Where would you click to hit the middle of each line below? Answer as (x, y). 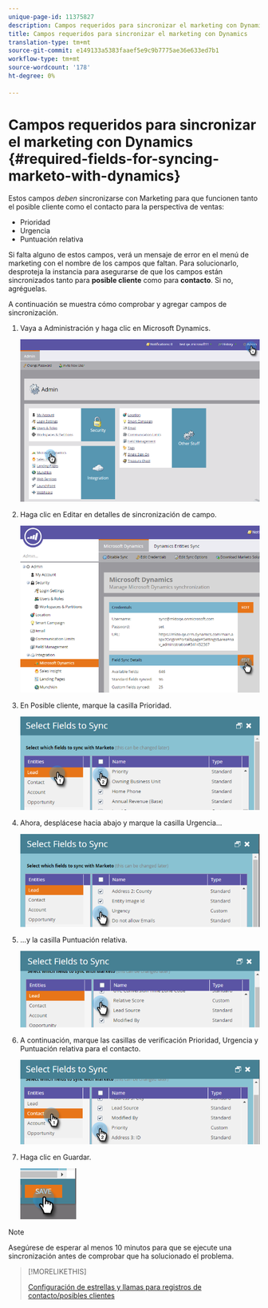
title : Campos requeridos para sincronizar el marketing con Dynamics (128, 34)
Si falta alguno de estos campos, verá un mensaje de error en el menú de (129, 254)
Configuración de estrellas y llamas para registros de (114, 1286)
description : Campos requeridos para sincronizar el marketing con (123, 25)
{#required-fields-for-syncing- (114, 159)
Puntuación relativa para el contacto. (80, 1048)
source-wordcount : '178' (49, 68)
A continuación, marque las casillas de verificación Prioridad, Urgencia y (139, 1040)
